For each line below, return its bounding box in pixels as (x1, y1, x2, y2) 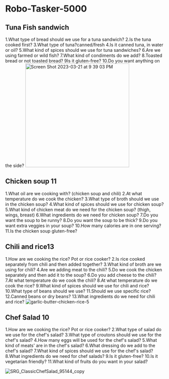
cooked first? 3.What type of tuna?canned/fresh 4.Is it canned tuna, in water (5, 42, 163, 48)
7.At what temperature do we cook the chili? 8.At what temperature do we (5, 277, 157, 283)
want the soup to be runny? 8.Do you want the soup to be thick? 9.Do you (5, 217, 158, 223)
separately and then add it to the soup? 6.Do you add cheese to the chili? (5, 272, 157, 278)
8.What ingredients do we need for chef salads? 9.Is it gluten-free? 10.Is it (5, 353, 158, 359)
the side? (5, 163, 24, 169)
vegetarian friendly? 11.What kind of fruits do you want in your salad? (5, 358, 148, 365)
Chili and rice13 (5, 243, 54, 251)
